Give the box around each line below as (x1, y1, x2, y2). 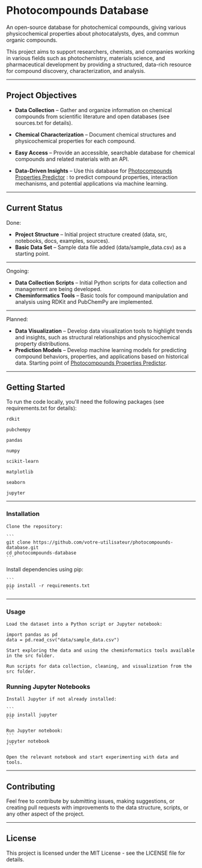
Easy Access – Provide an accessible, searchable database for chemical (14, 149, 195, 156)
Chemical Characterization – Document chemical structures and (14, 131, 176, 138)
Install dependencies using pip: (6, 565, 84, 573)
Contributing (6, 781, 55, 791)
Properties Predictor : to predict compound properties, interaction (14, 173, 178, 181)
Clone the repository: (6, 523, 63, 529)
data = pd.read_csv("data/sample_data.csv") (6, 637, 120, 643)
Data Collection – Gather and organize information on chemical (14, 106, 173, 113)
